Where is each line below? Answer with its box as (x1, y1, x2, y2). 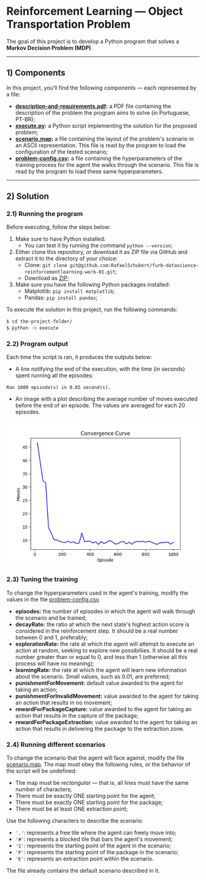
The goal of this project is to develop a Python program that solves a (6, 37, 180, 45)
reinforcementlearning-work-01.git (24, 269, 115, 276)
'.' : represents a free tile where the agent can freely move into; (15, 829, 177, 836)
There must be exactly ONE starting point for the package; (15, 799, 164, 806)
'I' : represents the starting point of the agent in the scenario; (15, 842, 172, 849)
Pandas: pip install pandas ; (24, 294, 98, 301)
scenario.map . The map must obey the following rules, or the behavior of (6, 761, 191, 768)
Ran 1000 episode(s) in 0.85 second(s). (6, 385, 112, 391)
